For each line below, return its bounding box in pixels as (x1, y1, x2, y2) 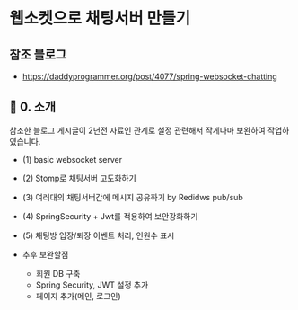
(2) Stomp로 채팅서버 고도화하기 (22, 173, 136, 183)
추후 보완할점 (22, 249, 69, 260)
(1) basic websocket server (22, 154, 123, 164)
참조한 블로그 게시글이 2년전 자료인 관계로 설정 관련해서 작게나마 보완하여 (9, 125, 267, 136)
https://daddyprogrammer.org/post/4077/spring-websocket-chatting (22, 71, 278, 82)
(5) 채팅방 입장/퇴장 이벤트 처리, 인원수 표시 (22, 230, 175, 241)
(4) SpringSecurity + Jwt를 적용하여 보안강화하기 (22, 210, 198, 221)
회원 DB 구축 (35, 268, 81, 279)
